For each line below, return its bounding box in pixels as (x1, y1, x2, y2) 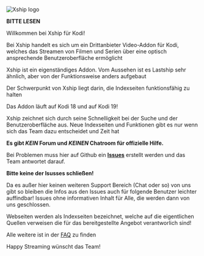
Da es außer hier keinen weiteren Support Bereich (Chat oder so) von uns (6, 181, 191, 189)
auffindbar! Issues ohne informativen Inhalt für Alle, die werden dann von (6, 194, 190, 202)
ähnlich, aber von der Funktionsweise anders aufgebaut (6, 73, 147, 79)
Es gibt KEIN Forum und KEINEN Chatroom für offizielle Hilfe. (6, 139, 164, 147)
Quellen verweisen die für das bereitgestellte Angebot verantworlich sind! (6, 219, 192, 226)
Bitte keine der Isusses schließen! (6, 170, 94, 177)
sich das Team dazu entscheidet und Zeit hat (6, 128, 120, 134)
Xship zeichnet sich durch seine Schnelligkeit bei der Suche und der (6, 115, 178, 122)
